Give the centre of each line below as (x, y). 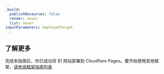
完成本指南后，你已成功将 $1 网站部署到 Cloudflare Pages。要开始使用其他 (80, 60)
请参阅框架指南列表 (33, 67)
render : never (24, 18)
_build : (13, 9)
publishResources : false (35, 14)
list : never (22, 23)
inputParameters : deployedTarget (39, 28)
